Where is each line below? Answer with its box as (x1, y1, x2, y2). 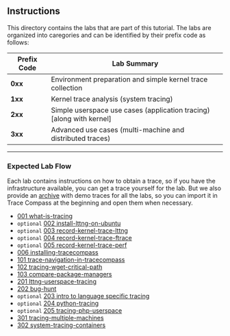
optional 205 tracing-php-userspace (16, 307, 123, 315)
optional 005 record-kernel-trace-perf (16, 241, 127, 249)
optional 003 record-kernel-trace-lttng (16, 227, 129, 235)
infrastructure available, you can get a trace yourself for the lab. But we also (7, 184, 221, 192)
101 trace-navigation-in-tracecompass (16, 256, 125, 264)
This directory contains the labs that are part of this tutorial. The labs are (7, 23, 212, 31)
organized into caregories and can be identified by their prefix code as (7, 31, 206, 39)
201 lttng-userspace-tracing (16, 277, 97, 286)
